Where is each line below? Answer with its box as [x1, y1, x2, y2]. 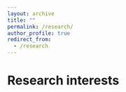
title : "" [7, 17, 36, 24]
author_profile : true [7, 29, 71, 37]
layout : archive [7, 10, 55, 17]
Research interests [7, 72, 120, 89]
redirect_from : [7, 36, 52, 43]
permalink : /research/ [7, 23, 73, 30]
